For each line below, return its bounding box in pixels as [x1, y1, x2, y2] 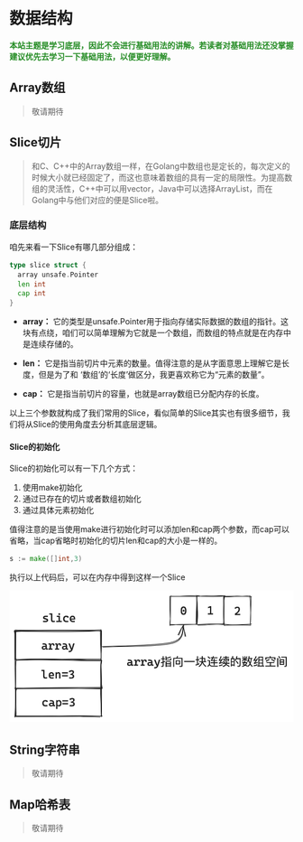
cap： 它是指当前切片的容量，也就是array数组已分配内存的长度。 [22, 388, 264, 399]
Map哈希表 [9, 797, 70, 812]
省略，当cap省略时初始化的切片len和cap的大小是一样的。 [9, 535, 223, 547]
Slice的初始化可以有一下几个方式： [9, 463, 138, 474]
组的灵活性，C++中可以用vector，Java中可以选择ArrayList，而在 [31, 182, 273, 194]
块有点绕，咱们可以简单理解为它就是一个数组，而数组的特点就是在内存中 [22, 327, 291, 339]
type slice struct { [9, 260, 87, 269]
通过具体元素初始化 [22, 505, 95, 516]
